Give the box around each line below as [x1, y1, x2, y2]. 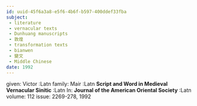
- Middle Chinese [8, 58, 52, 64]
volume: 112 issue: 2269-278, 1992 [6, 93, 91, 100]
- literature [8, 20, 42, 26]
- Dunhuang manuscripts [8, 31, 68, 37]
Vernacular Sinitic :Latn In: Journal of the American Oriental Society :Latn [6, 87, 192, 94]
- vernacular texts [8, 25, 58, 32]
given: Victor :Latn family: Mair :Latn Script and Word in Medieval [6, 80, 168, 88]
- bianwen [8, 48, 33, 54]
